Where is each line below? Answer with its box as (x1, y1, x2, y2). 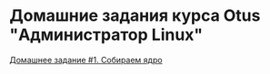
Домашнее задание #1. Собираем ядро (9, 54, 163, 65)
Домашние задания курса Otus (9, 5, 261, 26)
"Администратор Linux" (9, 24, 204, 45)
